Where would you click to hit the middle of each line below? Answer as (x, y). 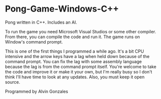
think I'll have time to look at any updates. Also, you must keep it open (75, 77)
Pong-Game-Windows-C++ (62, 9)
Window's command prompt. (34, 42)
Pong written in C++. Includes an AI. (41, 22)
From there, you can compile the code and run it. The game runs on (72, 37)
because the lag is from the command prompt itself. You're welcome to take (81, 67)
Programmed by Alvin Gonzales (37, 91)
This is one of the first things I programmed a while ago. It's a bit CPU (74, 51)
